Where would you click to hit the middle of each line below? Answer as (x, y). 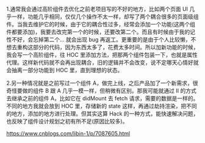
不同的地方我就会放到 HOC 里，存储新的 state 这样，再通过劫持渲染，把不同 (102, 106)
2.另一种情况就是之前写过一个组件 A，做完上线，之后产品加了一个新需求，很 (102, 83)
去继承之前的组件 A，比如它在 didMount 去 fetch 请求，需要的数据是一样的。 (103, 98)
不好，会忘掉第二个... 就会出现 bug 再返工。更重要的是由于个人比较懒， (101, 39)
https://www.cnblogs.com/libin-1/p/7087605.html (68, 134)
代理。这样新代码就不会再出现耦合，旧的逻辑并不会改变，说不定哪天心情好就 (103, 62)
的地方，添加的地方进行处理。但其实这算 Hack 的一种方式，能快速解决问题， (103, 114)
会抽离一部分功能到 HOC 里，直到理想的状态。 (65, 70)
